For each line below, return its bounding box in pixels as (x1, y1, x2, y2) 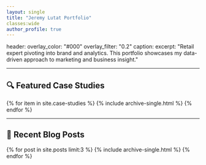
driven (6, 56, 23, 63)
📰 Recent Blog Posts (6, 129, 85, 140)
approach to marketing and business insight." (23, 56, 139, 63)
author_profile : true (6, 26, 62, 33)
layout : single (6, 9, 45, 15)
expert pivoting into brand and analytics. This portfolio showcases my (6, 50, 183, 57)
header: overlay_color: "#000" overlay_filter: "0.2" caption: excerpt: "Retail (6, 43, 194, 50)
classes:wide (6, 20, 40, 26)
